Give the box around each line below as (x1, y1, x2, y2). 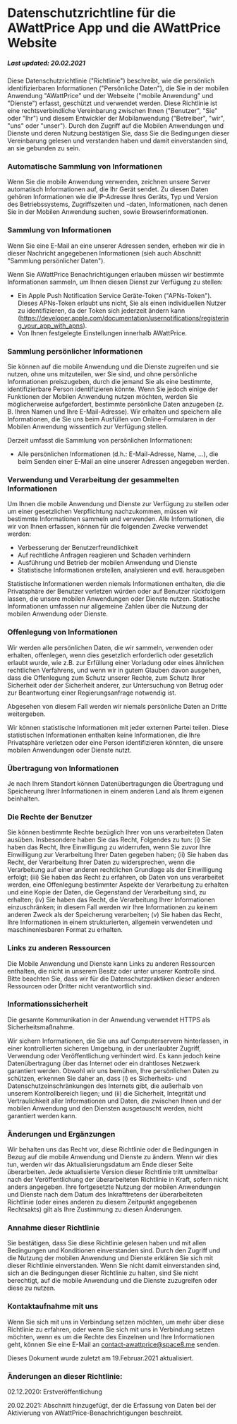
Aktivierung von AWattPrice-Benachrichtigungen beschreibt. (7, 1408, 183, 1417)
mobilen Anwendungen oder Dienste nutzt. (7, 746, 132, 754)
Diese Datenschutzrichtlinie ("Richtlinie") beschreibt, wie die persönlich (7, 76, 215, 85)
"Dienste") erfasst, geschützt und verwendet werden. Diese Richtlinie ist (7, 99, 217, 107)
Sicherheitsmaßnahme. (7, 1022, 75, 1031)
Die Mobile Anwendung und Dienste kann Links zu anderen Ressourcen (7, 959, 215, 968)
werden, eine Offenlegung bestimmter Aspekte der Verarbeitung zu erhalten (7, 880, 229, 889)
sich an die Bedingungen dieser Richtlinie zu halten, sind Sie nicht (7, 1269, 199, 1277)
